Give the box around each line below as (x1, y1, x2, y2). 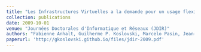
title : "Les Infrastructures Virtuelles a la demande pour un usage (6, 8, 181, 15)
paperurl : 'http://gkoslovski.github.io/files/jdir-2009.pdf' (6, 36, 165, 42)
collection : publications (6, 14, 71, 20)
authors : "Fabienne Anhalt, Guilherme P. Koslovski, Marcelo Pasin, (6, 31, 181, 37)
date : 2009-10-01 (6, 20, 50, 26)
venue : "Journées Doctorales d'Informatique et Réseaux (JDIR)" (6, 25, 170, 32)
